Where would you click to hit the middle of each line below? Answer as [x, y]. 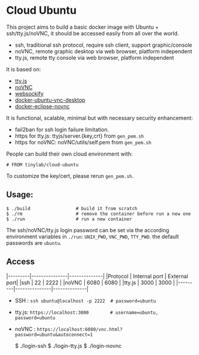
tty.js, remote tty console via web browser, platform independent [94, 57]
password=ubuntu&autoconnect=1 [54, 335]
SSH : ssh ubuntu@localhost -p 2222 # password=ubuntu [85, 301]
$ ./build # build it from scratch [72, 208]
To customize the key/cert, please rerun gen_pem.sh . [70, 176]
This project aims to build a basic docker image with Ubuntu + [83, 27]
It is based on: [24, 69]
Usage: [20, 195]
